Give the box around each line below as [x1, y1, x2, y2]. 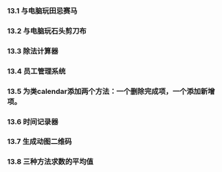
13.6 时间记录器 [7, 116, 58, 126]
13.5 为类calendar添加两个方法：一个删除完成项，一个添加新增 [7, 86, 215, 96]
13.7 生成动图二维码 [7, 137, 72, 147]
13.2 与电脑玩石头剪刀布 [7, 26, 87, 36]
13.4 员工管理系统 [7, 66, 66, 76]
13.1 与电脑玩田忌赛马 [7, 5, 78, 15]
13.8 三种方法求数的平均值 [7, 157, 94, 167]
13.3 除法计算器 [7, 46, 58, 56]
